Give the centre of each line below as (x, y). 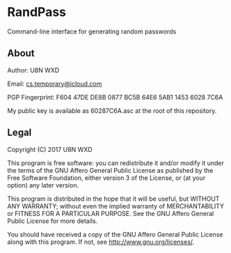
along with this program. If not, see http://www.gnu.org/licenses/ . (101, 242)
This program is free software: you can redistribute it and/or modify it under (115, 163)
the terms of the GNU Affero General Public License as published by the (110, 170)
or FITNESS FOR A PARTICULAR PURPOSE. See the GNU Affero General (111, 213)
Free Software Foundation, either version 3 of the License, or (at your (106, 178)
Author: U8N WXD (33, 70)
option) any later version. (43, 185)
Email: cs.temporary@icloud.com (55, 84)
